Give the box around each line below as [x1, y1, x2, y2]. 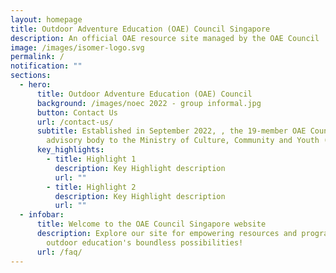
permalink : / [10, 52, 65, 62]
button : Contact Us [36, 107, 118, 118]
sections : [10, 71, 52, 81]
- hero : [19, 80, 52, 90]
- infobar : [19, 210, 65, 220]
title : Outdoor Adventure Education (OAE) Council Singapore [10, 24, 271, 34]
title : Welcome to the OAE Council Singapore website [36, 219, 267, 230]
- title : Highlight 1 [46, 154, 137, 164]
